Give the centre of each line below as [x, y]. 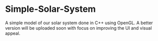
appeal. [13, 33]
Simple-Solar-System [51, 9]
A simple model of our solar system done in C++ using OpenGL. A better [79, 23]
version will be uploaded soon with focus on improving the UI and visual [79, 28]
